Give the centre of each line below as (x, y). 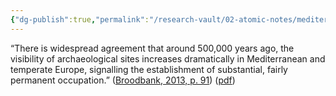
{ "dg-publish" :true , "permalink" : (80, 19)
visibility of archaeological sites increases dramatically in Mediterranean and (168, 58)
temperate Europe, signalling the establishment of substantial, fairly (149, 69)
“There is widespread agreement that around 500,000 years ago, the (152, 48)
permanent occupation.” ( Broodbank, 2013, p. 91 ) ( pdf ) (123, 80)
